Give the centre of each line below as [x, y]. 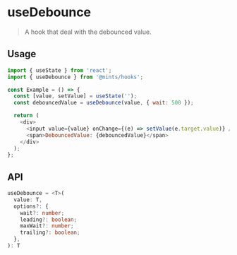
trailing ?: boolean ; [50, 233]
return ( [26, 116]
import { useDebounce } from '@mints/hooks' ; [75, 77]
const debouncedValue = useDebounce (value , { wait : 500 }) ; [104, 103]
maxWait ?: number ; [47, 226]
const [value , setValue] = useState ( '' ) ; [75, 96]
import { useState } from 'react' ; [60, 70]
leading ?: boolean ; [49, 220]
